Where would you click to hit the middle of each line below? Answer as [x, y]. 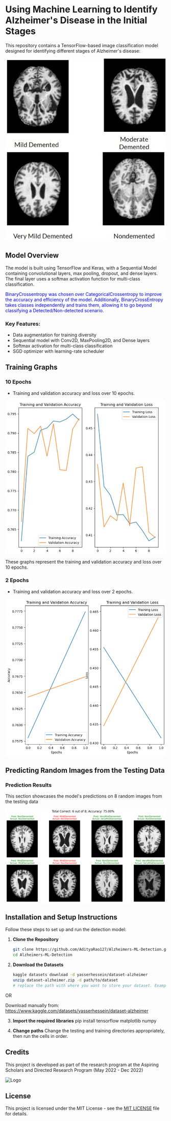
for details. [17, 1114]
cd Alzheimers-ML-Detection [42, 955]
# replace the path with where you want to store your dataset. [82, 986]
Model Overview [32, 256]
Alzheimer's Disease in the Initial [76, 20]
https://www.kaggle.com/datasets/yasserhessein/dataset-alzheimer [77, 1011]
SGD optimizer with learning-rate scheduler [58, 351]
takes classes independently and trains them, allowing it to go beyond [79, 305]
